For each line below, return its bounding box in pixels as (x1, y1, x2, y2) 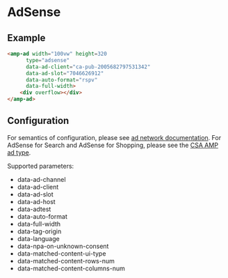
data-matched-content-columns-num (17, 264, 125, 272)
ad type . (7, 148, 31, 157)
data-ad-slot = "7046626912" (25, 70, 104, 77)
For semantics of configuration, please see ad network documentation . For (7, 133, 221, 141)
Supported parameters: (7, 162, 74, 170)
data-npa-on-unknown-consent (17, 242, 109, 250)
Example (7, 32, 46, 44)
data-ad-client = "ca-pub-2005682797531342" (25, 63, 151, 70)
